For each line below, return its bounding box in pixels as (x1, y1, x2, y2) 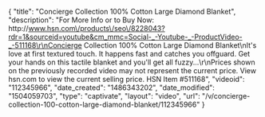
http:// (8, 24, 30, 33)
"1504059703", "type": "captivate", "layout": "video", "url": (8, 92, 201, 100)
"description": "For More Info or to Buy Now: (8, 15, 154, 25)
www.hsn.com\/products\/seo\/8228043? (28, 24, 165, 33)
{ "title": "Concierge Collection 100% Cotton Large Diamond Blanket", (8, 7, 236, 16)
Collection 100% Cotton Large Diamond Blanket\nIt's (83, 41, 257, 50)
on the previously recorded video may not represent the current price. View (8, 66, 257, 75)
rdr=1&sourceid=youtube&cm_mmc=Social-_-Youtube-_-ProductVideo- (8, 32, 243, 41)
